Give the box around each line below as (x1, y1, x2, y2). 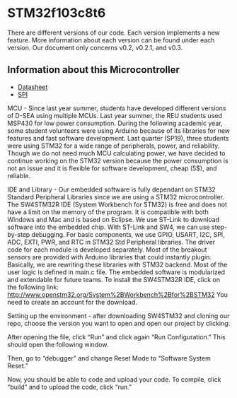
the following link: (7, 283, 59, 291)
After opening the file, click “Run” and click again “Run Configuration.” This (7, 332, 226, 341)
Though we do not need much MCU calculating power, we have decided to (7, 148, 226, 157)
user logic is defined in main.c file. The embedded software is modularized (7, 267, 225, 276)
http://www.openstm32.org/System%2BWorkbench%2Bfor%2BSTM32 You (7, 290, 229, 298)
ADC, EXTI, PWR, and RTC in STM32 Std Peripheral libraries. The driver (7, 238, 216, 246)
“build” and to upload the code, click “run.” (7, 382, 132, 391)
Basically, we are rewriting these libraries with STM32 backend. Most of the (7, 260, 228, 269)
